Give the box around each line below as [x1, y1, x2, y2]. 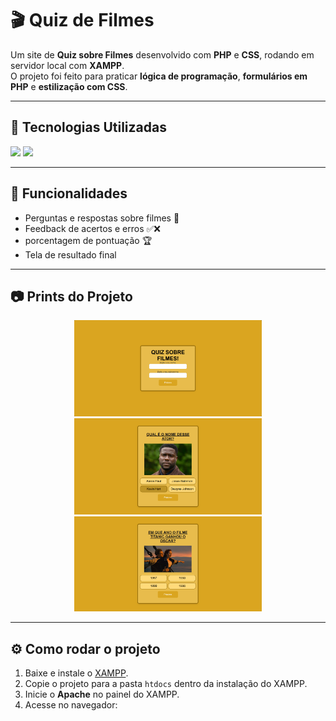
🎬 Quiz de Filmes [10, 9, 155, 32]
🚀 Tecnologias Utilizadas [10, 119, 167, 136]
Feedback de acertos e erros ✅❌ [24, 222, 161, 234]
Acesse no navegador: [24, 699, 118, 711]
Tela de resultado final [24, 248, 117, 261]
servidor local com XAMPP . [10, 59, 125, 71]
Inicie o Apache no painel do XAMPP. [24, 688, 180, 701]
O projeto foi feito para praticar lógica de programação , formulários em [10, 70, 308, 82]
